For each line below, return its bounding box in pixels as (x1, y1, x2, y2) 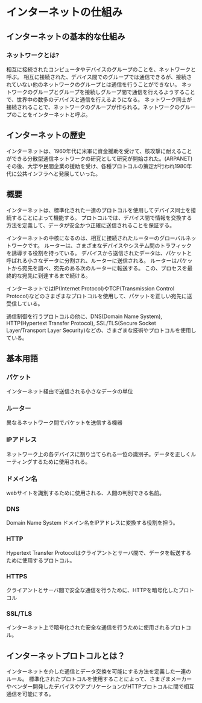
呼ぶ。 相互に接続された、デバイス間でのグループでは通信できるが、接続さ (6, 73, 192, 80)
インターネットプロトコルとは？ (6, 651, 125, 661)
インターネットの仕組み (6, 5, 123, 19)
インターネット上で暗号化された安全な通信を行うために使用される (6, 624, 170, 631)
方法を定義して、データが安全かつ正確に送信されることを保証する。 (6, 221, 175, 229)
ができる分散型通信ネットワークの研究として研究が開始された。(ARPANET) (6, 155, 193, 162)
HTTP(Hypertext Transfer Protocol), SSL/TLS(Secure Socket (6, 319, 157, 327)
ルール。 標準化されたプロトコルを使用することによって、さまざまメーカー (6, 675, 192, 683)
